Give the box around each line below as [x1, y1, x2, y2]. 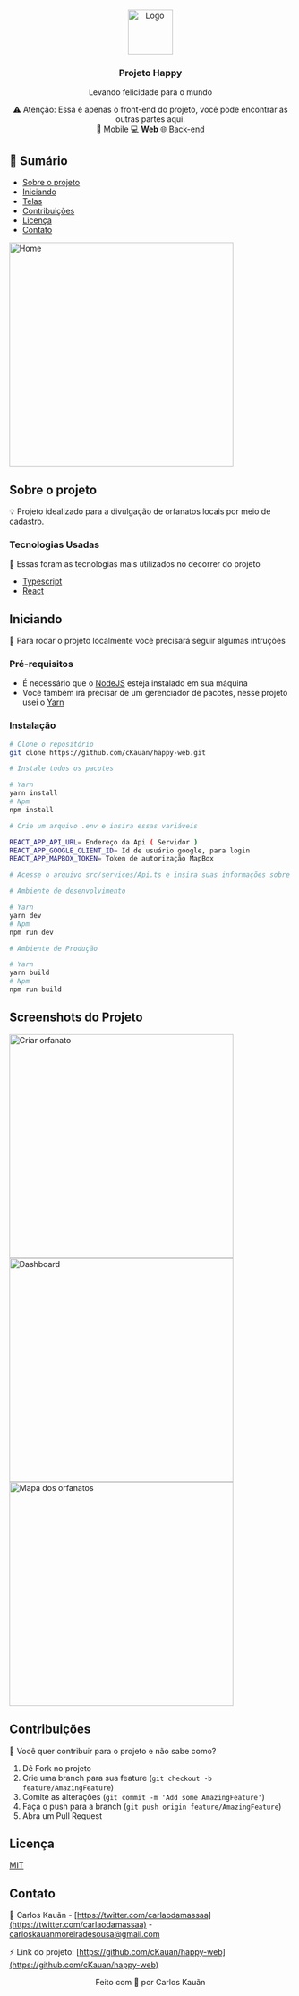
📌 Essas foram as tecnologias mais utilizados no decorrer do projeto [9, 559, 261, 570]
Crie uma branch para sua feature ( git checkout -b [21, 1772, 212, 1783]
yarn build [9, 968, 50, 978]
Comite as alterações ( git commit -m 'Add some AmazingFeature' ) [21, 1791, 266, 1802]
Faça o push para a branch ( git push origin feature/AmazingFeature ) [21, 1801, 282, 1812]
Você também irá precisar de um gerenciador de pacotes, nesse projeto [21, 688, 288, 698]
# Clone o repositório [9, 740, 94, 749]
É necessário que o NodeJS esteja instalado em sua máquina [21, 678, 248, 689]
